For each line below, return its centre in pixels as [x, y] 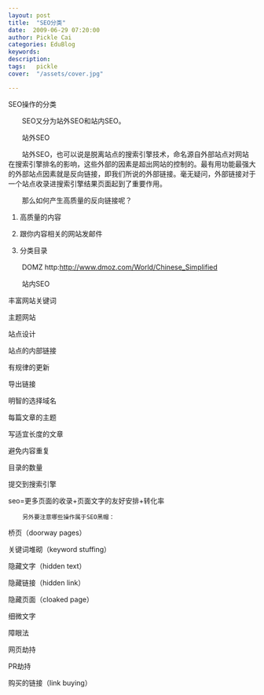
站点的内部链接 [32, 350]
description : [29, 60]
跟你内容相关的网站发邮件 [61, 233]
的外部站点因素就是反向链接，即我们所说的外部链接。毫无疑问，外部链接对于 [132, 174]
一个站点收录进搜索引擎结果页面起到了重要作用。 [87, 183]
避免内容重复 [29, 450]
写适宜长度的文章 [36, 433]
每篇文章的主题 [32, 417]
